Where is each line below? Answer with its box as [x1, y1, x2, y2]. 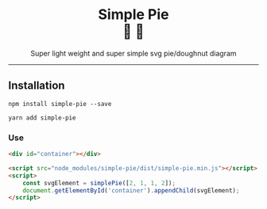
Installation [8, 79, 65, 93]
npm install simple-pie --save [8, 100, 112, 108]
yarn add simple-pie [8, 113, 77, 122]
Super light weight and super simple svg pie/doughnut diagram [30, 48, 237, 58]
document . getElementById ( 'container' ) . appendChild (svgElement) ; [22, 186, 240, 195]
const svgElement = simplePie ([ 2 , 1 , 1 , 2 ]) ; [22, 179, 176, 187]
